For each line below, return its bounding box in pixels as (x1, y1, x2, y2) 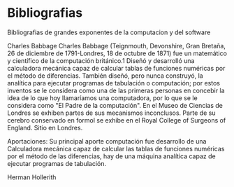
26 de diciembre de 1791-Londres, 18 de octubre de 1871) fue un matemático (7, 49, 227, 57)
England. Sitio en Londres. (7, 123, 83, 132)
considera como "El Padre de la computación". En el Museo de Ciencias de (7, 101, 224, 109)
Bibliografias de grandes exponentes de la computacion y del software (7, 28, 211, 36)
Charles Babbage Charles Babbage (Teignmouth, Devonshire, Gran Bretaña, (7, 41, 226, 50)
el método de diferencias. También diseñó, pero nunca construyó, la (7, 71, 204, 80)
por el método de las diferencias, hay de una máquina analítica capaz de (7, 152, 216, 160)
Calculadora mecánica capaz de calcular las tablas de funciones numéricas (7, 144, 225, 153)
